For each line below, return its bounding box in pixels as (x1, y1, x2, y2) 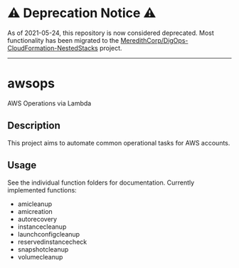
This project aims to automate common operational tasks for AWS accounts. (7, 138, 230, 147)
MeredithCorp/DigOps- (120, 36, 188, 44)
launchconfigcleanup (17, 230, 80, 238)
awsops (7, 76, 55, 92)
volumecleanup (17, 252, 63, 261)
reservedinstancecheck (17, 237, 87, 246)
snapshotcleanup (17, 244, 69, 254)
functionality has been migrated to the (7, 36, 119, 44)
